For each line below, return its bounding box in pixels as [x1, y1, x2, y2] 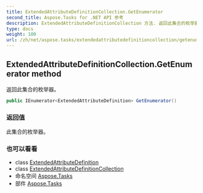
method [31, 69, 62, 79]
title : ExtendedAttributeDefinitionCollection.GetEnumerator [6, 8, 164, 15]
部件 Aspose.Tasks [14, 180, 62, 188]
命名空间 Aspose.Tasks [14, 172, 73, 180]
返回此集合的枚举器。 [6, 85, 59, 93]
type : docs [6, 25, 34, 32]
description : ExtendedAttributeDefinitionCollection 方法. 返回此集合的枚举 [6, 20, 195, 26]
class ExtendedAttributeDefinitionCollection [14, 165, 124, 172]
